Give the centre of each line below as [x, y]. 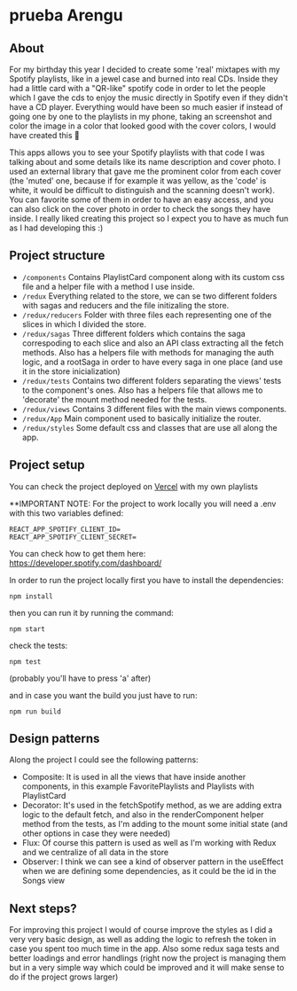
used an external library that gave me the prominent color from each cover [145, 171]
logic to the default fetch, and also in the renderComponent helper [143, 815]
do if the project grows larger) [64, 977]
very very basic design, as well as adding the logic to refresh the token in [143, 940]
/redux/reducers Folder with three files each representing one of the [147, 315]
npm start [27, 629]
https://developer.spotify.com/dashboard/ [86, 563]
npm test [25, 661]
